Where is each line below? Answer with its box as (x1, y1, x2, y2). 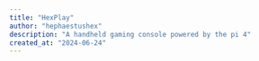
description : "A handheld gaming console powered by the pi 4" (9, 30, 252, 39)
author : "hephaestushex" (9, 22, 103, 30)
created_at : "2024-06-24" (9, 38, 106, 48)
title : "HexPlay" (9, 13, 75, 22)
